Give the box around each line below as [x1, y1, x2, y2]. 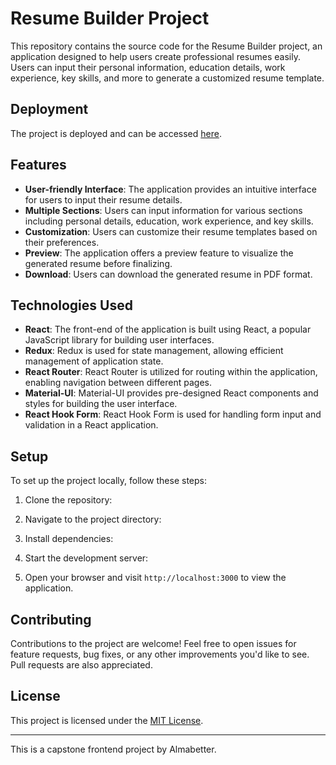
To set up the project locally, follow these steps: [10, 475, 208, 487]
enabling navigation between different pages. [24, 377, 212, 389]
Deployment [10, 101, 89, 118]
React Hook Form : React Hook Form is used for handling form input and [24, 408, 322, 421]
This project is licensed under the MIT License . [10, 714, 204, 726]
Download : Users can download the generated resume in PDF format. [24, 268, 313, 280]
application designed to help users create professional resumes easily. [10, 50, 301, 62]
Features [10, 157, 67, 174]
